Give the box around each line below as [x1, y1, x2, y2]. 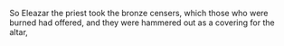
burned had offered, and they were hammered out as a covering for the [9, 17, 275, 28]
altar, [9, 27, 29, 37]
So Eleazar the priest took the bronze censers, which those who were [9, 8, 269, 18]
